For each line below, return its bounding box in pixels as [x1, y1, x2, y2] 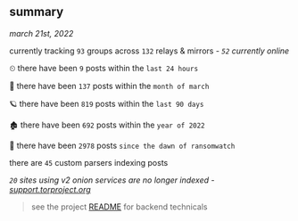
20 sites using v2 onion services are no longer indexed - [9, 175, 215, 185]
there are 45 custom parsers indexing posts [9, 157, 169, 168]
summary [9, 4, 64, 20]
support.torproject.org [9, 184, 91, 194]
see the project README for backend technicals [30, 201, 208, 212]
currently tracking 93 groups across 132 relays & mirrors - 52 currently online [9, 45, 290, 56]
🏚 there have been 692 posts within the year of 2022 [9, 119, 205, 130]
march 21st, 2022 [9, 28, 74, 38]
